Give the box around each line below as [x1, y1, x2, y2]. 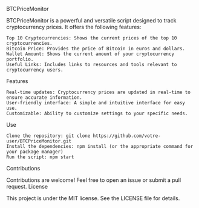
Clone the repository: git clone [6, 133, 91, 139]
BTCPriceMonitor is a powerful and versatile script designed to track [6, 17, 177, 24]
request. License [6, 183, 48, 190]
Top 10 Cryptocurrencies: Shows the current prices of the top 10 [6, 35, 177, 41]
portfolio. [6, 56, 34, 62]
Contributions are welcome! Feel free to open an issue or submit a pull [6, 176, 181, 184]
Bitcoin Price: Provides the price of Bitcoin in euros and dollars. [6, 45, 186, 52]
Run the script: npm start [6, 154, 74, 160]
